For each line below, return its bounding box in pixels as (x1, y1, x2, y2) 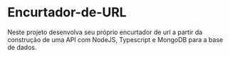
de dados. (7, 43, 37, 51)
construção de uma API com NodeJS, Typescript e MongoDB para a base (7, 35, 224, 43)
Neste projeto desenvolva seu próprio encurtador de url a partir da (7, 28, 203, 36)
